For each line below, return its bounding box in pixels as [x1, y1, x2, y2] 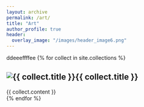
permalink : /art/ [6, 15, 51, 21]
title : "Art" [6, 20, 40, 26]
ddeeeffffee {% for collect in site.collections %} [6, 54, 126, 61]
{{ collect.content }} [6, 88, 56, 95]
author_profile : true [6, 26, 62, 32]
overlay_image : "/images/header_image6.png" [12, 37, 127, 43]
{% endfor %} [6, 94, 41, 101]
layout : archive [6, 9, 48, 15]
